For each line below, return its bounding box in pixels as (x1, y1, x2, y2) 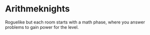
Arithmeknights (5, 3, 70, 14)
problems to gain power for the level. (5, 24, 79, 30)
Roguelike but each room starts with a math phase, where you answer (5, 19, 145, 25)
